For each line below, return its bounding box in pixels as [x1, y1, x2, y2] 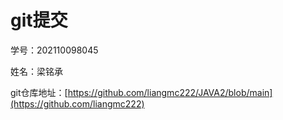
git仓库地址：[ [10, 86, 68, 98]
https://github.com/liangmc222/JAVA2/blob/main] [67, 86, 273, 98]
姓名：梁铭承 [10, 65, 63, 77]
